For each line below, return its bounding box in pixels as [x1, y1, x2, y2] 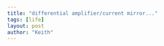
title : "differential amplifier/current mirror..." [7, 9, 158, 17]
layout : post [7, 22, 45, 29]
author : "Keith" [7, 28, 54, 36]
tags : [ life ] [7, 16, 45, 23]
